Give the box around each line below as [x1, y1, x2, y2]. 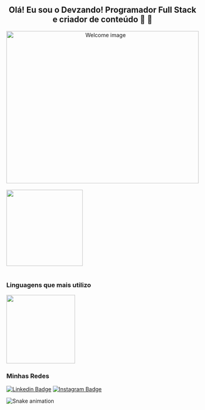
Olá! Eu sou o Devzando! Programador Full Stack [9, 5, 196, 15]
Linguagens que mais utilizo [6, 280, 92, 289]
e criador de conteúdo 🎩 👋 [52, 15, 153, 25]
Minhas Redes [6, 372, 50, 380]
